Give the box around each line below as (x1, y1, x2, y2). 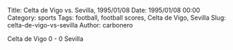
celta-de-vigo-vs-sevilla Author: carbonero (7, 21, 133, 29)
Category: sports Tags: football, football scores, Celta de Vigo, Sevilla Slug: (7, 13, 226, 22)
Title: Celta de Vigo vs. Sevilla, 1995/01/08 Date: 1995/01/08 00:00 (7, 6, 201, 14)
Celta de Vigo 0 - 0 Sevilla (7, 35, 83, 43)
